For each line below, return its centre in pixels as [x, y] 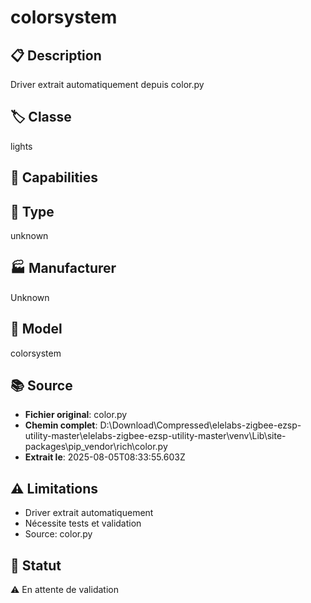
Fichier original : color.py [76, 415]
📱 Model [36, 329]
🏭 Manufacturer [63, 268]
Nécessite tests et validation [83, 523]
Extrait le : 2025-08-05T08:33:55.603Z [105, 457]
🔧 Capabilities [54, 177]
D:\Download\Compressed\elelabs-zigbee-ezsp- [200, 425]
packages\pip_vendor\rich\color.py [96, 447]
